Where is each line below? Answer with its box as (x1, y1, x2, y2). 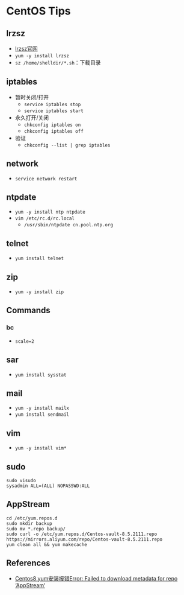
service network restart (14, 176, 78, 182)
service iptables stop (23, 101, 81, 107)
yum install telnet (14, 255, 64, 262)
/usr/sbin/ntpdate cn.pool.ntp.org (23, 222, 113, 228)
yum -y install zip (14, 289, 64, 295)
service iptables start (23, 107, 84, 114)
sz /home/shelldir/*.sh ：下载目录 (14, 59, 101, 66)
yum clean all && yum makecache (6, 541, 87, 547)
